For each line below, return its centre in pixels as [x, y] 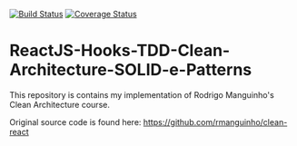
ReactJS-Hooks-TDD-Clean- [120, 51]
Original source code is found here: [75, 122]
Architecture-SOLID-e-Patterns [131, 70]
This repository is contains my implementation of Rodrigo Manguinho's [142, 94]
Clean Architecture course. [60, 104]
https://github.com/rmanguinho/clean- [215, 122]
